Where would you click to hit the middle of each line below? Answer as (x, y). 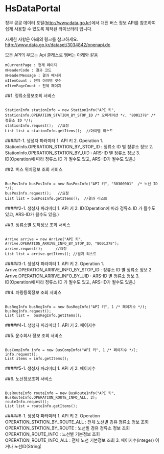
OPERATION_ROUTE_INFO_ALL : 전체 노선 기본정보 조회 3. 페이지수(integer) (80, 440)
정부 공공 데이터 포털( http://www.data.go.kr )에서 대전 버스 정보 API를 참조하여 (80, 23)
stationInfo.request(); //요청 (37, 125)
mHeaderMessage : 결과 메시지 (33, 75)
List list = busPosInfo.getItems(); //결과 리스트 (56, 198)
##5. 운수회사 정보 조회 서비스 (34, 335)
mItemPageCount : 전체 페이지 (33, 86)
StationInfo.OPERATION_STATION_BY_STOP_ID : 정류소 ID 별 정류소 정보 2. (79, 146)
